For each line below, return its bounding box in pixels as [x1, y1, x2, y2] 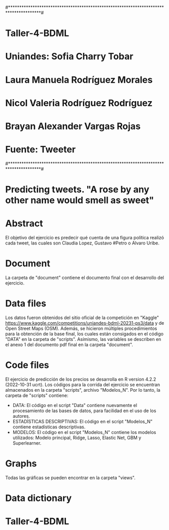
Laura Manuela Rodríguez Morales [5, 74, 153, 85]
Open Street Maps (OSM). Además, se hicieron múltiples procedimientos [5, 325, 157, 331]
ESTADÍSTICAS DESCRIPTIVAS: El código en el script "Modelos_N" [12, 418, 153, 424]
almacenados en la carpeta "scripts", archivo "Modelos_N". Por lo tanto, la [5, 387, 161, 393]
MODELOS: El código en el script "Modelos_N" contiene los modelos [12, 429, 156, 435]
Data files [5, 298, 47, 309]
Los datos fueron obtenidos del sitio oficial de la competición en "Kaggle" [5, 315, 159, 321]
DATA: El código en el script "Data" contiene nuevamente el [12, 402, 138, 408]
